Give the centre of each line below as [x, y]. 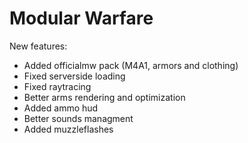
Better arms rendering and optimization [104, 97]
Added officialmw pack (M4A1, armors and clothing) [131, 65]
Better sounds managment [78, 118]
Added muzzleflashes [68, 129]
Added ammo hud [61, 108]
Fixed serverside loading [74, 76]
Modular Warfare [81, 18]
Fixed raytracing [57, 86]
